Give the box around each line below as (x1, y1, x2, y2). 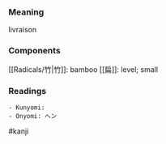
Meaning (8, 6, 45, 18)
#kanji (8, 126, 29, 136)
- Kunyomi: (8, 104, 45, 112)
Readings (8, 85, 47, 96)
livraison (8, 25, 37, 35)
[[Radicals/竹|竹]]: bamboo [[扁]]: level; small (8, 64, 159, 74)
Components (8, 45, 61, 57)
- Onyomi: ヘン (8, 112, 57, 120)
